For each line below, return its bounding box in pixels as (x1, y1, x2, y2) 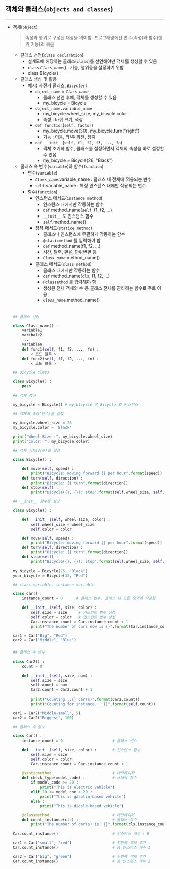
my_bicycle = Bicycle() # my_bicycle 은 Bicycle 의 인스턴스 (12, 402, 138, 407)
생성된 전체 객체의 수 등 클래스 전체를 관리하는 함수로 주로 (42, 285, 156, 291)
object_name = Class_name (35, 88, 89, 94)
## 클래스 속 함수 (12, 724, 46, 729)
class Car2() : (12, 659, 45, 664)
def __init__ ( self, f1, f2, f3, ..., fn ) (35, 139, 123, 145)
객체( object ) (12, 24, 38, 30)
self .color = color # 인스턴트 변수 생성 (31, 614, 115, 620)
